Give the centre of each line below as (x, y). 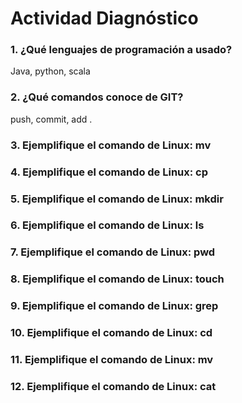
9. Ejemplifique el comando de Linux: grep (114, 306)
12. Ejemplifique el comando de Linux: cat (113, 386)
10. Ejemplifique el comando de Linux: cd (111, 333)
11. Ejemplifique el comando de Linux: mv (112, 360)
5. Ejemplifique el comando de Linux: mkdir (117, 199)
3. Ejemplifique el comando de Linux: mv (111, 145)
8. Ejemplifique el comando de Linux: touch (117, 279)
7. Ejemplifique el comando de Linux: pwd (113, 252)
